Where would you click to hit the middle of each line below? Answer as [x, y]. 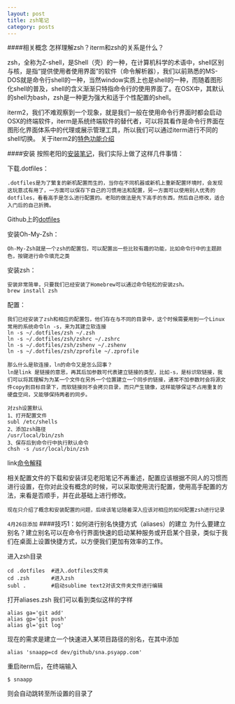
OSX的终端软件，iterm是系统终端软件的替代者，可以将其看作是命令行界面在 [116, 121]
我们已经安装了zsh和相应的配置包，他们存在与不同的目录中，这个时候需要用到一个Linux [116, 320]
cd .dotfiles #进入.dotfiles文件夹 [58, 571]
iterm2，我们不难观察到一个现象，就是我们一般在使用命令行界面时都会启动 [115, 112]
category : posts [31, 27]
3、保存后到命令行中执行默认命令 [48, 443]
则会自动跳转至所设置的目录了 [50, 693]
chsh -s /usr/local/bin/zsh [48, 449]
